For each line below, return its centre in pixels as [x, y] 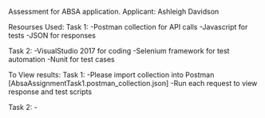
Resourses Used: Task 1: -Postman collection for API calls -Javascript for [128, 27]
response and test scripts [50, 92]
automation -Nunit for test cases [61, 59]
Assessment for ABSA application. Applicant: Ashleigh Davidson [114, 12]
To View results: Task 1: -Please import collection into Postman [111, 75]
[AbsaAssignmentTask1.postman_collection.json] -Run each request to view [133, 83]
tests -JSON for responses [52, 35]
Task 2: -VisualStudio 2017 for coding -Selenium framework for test [119, 51]
